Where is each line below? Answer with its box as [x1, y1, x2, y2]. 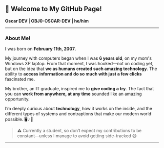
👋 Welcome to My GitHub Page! [5, 5, 102, 13]
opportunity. [5, 96, 30, 102]
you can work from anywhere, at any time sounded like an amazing [5, 91, 142, 97]
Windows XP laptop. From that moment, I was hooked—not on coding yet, [5, 61, 154, 67]
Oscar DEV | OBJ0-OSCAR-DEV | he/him [5, 18, 89, 24]
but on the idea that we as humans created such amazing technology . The [5, 66, 158, 72]
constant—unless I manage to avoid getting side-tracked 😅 [17, 133, 137, 139]
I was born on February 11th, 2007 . [5, 46, 77, 52]
